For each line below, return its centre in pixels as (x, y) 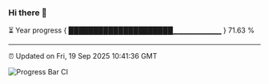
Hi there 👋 (28, 13)
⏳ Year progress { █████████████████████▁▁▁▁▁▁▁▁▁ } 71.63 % (131, 30)
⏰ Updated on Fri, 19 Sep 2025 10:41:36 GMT (83, 56)
